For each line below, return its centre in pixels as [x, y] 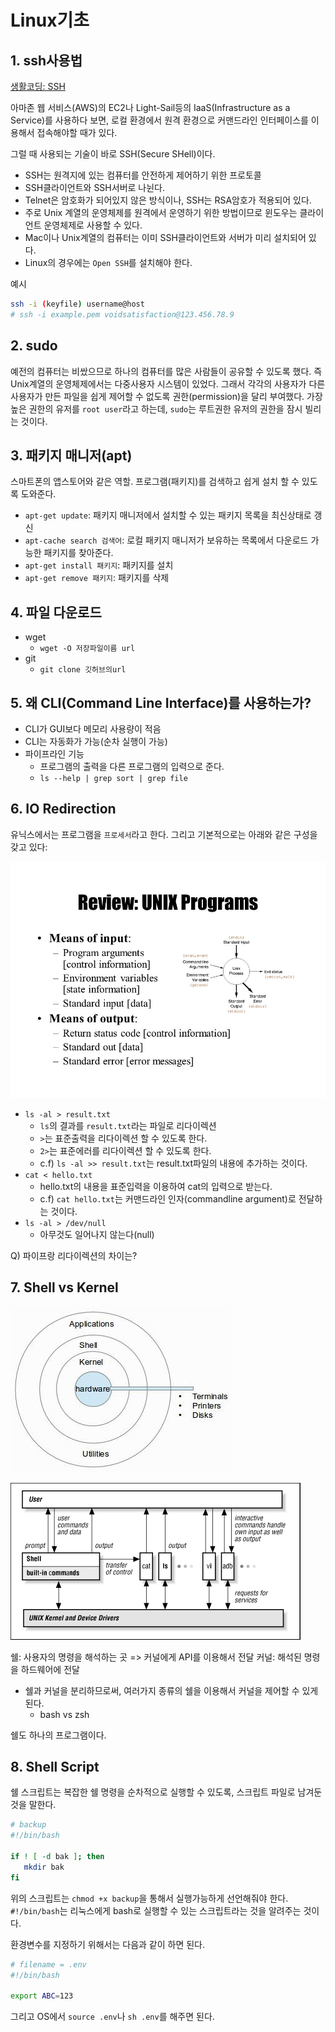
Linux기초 [50, 20]
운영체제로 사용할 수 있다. [93, 225]
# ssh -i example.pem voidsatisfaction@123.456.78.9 [122, 314]
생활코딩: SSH [38, 86]
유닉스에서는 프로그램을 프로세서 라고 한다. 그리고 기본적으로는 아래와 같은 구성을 [164, 834]
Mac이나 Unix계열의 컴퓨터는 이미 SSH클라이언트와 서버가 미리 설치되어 [165, 237]
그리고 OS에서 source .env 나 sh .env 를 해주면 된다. [112, 2017]
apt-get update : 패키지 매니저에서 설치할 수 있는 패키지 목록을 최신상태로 [168, 515]
